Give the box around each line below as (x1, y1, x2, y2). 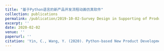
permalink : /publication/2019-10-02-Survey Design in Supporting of (5, 16, 147, 21)
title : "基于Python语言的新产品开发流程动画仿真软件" (5, 7, 103, 12)
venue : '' (5, 30, 25, 34)
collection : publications (5, 12, 58, 17)
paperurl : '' (5, 34, 32, 39)
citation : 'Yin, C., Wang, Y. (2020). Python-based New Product (5, 39, 139, 44)
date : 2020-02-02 (5, 25, 41, 30)
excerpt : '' (5, 20, 29, 26)
